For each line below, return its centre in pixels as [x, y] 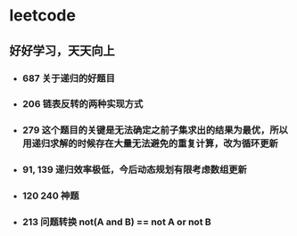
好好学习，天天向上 [62, 50]
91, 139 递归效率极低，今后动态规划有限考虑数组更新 [134, 170]
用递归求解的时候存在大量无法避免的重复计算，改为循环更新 [150, 143]
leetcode [42, 16]
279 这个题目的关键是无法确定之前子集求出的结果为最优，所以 [155, 130]
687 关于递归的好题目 [69, 78]
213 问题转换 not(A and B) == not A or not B [116, 222]
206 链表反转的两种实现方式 [82, 104]
